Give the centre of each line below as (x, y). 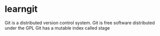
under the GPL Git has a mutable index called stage (57, 28)
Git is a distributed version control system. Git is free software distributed (80, 23)
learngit (21, 9)
